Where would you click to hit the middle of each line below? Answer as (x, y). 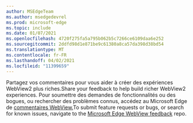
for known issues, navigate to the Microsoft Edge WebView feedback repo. (96, 114)
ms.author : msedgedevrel (36, 17)
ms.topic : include (28, 28)
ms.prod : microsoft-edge (36, 22)
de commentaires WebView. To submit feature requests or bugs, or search (95, 107)
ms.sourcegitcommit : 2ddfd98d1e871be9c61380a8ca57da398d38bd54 (85, 45)
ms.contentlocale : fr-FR (36, 55)
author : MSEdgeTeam (30, 11)
